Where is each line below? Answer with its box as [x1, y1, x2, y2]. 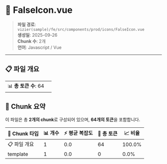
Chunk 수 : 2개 [17, 38, 46, 44]
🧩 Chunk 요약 [5, 103, 46, 111]
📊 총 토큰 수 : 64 [7, 82, 45, 89]
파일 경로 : [17, 21, 36, 27]
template [7, 151, 28, 158]
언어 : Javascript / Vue [17, 44, 62, 50]
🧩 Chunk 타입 [7, 130, 39, 137]
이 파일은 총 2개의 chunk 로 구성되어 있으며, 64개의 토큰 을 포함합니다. [5, 116, 141, 122]
